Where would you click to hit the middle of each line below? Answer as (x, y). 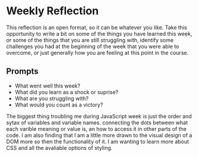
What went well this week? (47, 86)
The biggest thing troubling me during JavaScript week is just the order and (99, 116)
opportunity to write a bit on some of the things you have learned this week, (99, 33)
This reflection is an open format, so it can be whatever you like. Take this (97, 27)
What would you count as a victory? (59, 105)
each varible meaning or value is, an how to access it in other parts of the (96, 128)
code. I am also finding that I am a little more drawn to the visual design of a (99, 135)
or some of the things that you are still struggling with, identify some (90, 40)
